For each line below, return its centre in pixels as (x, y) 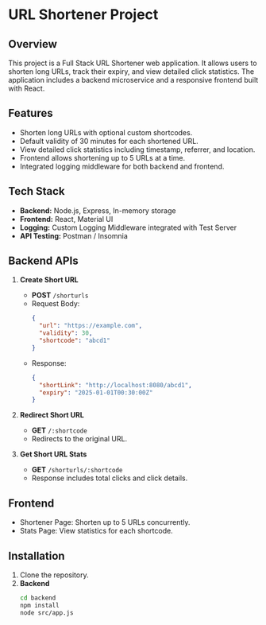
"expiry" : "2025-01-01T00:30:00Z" (96, 392)
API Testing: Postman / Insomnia (74, 235)
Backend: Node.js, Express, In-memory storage (98, 210)
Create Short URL (49, 280)
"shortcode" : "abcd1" (75, 341)
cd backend (38, 598)
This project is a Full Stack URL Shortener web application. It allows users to (133, 63)
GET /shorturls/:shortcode (77, 470)
